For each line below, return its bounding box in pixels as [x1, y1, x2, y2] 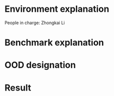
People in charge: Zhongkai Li [4, 20, 65, 26]
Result [4, 82, 31, 93]
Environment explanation [4, 3, 110, 15]
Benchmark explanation [4, 37, 104, 48]
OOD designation [4, 60, 76, 71]
